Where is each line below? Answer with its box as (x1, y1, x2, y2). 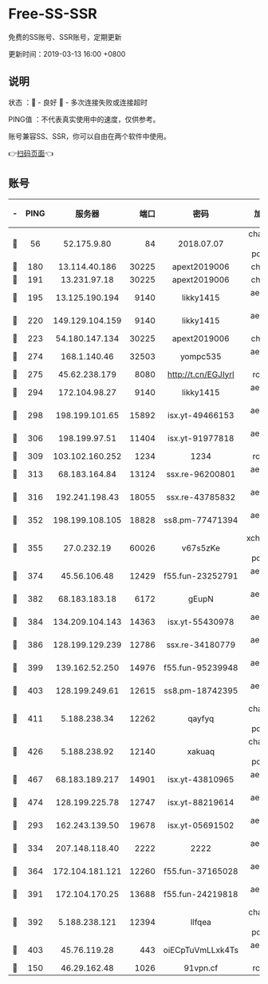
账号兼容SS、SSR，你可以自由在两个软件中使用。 (8, 131, 171, 140)
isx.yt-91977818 (167, 433, 235, 444)
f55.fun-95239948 (163, 662, 238, 673)
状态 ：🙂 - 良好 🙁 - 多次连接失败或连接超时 (8, 97, 148, 107)
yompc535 (179, 350, 222, 362)
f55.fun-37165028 (163, 865, 238, 876)
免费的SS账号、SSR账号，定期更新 (8, 32, 122, 41)
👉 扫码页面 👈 (8, 148, 54, 158)
